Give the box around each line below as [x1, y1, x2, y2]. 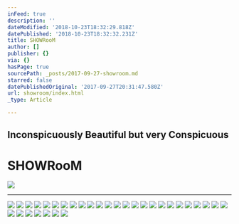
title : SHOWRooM [7, 37, 55, 44]
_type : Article [7, 97, 53, 104]
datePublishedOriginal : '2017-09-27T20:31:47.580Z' [7, 83, 164, 90]
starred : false [7, 76, 53, 84]
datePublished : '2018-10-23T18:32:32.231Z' [7, 30, 139, 38]
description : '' [7, 17, 55, 24]
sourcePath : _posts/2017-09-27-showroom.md [7, 70, 139, 77]
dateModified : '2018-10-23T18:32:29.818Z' [7, 23, 135, 31]
